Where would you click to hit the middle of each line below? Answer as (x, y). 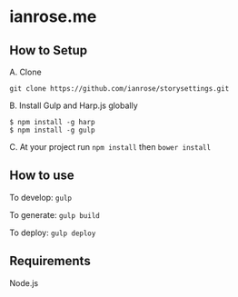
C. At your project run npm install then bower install (110, 147)
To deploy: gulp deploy (53, 233)
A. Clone (26, 72)
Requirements (50, 261)
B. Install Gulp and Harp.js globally (74, 105)
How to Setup (49, 50)
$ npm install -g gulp (52, 130)
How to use (42, 176)
